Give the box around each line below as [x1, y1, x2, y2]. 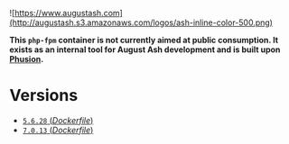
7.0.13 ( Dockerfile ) [22, 124, 94, 135]
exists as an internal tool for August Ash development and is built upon [9, 44, 281, 55]
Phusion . [9, 54, 44, 64]
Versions [9, 85, 79, 106]
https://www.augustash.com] [14, 8, 124, 18]
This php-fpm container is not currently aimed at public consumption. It [9, 35, 278, 45]
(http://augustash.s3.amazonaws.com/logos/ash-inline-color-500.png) [9, 17, 274, 28]
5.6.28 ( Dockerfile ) [22, 114, 94, 125]
